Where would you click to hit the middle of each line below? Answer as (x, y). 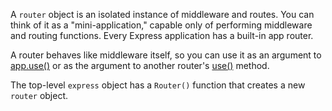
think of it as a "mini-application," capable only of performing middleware (161, 25)
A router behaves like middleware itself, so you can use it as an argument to (166, 55)
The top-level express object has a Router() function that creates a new (158, 85)
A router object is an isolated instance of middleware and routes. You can (162, 14)
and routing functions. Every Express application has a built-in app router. (162, 35)
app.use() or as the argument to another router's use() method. (140, 65)
